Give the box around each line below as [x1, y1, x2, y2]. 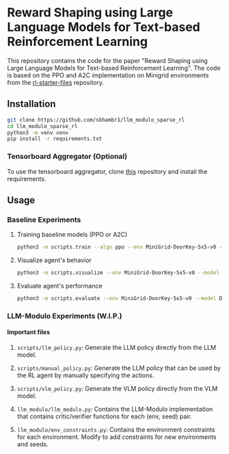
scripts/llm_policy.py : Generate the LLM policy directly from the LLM [16, 343, 217, 351]
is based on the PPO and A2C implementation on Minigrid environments [7, 71, 209, 79]
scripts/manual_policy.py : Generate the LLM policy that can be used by [16, 364, 221, 372]
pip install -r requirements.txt [7, 136, 103, 142]
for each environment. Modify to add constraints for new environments [16, 433, 217, 441]
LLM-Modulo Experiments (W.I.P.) [7, 311, 122, 320]
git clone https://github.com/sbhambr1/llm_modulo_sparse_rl [7, 116, 185, 123]
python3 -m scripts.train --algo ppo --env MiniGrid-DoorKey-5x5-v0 [16, 244, 217, 251]
